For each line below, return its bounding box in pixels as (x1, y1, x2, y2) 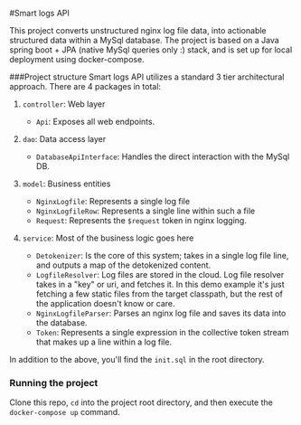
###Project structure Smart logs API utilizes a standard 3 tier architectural (9, 71, 285, 82)
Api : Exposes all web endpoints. (35, 117, 155, 127)
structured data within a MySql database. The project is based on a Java (9, 35, 280, 45)
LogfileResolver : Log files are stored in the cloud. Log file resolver (35, 269, 285, 279)
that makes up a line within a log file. (35, 336, 173, 347)
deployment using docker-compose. (9, 54, 145, 64)
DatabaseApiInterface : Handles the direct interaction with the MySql (35, 151, 290, 162)
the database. (35, 317, 88, 328)
